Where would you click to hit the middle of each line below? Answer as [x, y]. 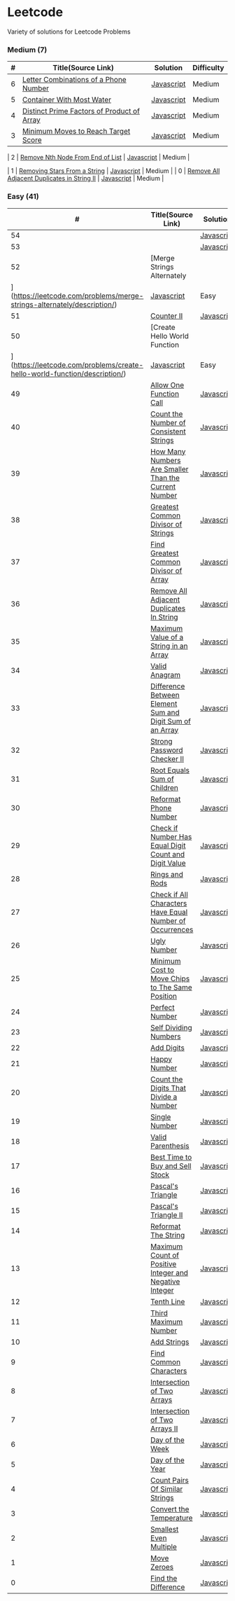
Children [164, 787]
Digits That [168, 1088]
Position [163, 996]
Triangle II [166, 1214]
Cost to [162, 969]
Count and [168, 854]
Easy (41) [23, 197]
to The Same [171, 987]
